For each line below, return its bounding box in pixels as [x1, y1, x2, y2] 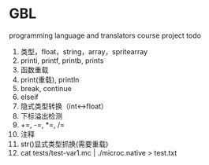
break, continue [20, 83, 72, 93]
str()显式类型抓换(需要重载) [20, 139, 109, 148]
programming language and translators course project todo [9, 31, 202, 40]
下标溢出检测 [20, 111, 62, 120]
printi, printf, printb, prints [20, 56, 104, 65]
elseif [20, 92, 39, 101]
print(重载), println [20, 75, 80, 84]
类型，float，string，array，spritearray [20, 46, 148, 56]
